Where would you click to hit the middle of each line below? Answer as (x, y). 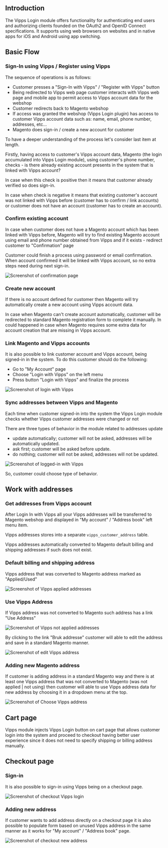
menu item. (17, 525)
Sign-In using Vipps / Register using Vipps (58, 66)
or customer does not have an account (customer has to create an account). (84, 205)
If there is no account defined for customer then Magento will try (72, 300)
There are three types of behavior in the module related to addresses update (84, 428)
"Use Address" (20, 618)
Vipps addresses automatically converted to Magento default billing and (79, 544)
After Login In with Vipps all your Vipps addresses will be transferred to (78, 514)
